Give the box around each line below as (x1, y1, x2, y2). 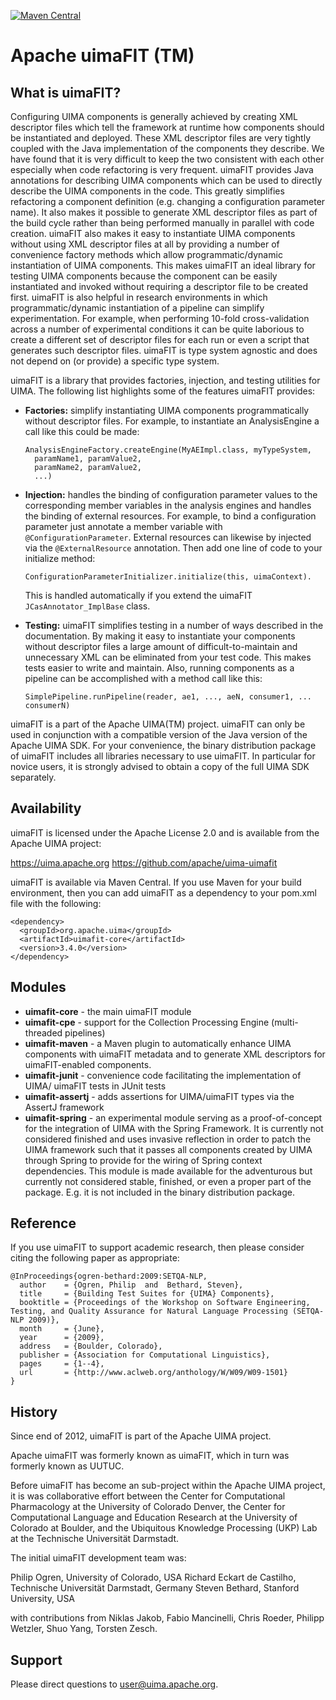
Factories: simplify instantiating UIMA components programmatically (24, 405, 310, 416)
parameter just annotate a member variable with (24, 521, 223, 532)
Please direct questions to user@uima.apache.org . (10, 1678, 219, 1690)
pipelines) (64, 1026, 106, 1039)
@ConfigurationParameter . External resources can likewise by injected (24, 531, 312, 543)
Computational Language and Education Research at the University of (10, 1511, 298, 1524)
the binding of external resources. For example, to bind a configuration (24, 510, 317, 522)
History (10, 1403, 58, 1420)
